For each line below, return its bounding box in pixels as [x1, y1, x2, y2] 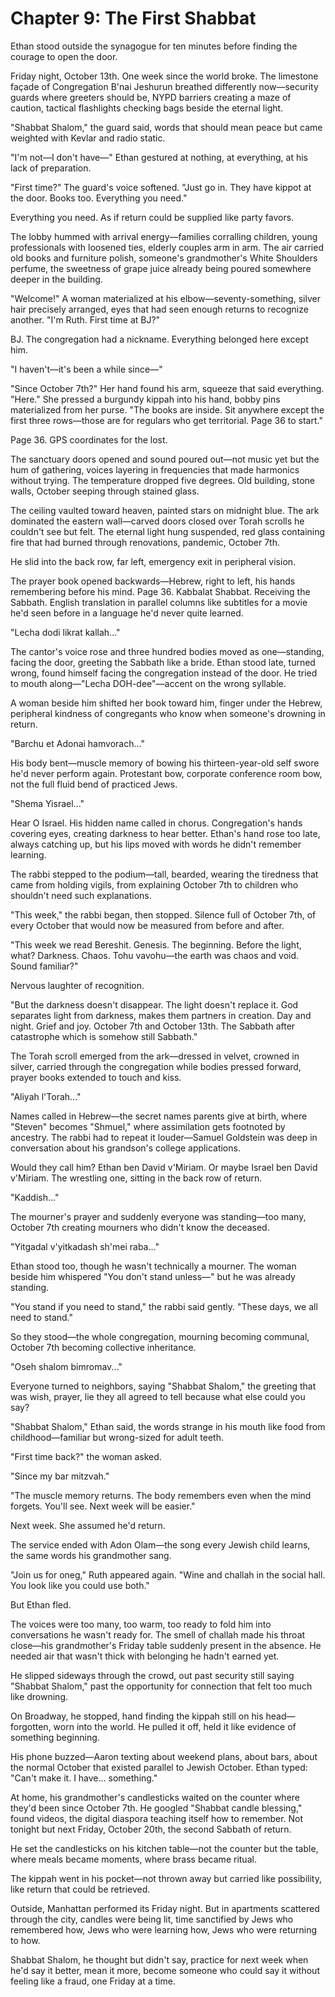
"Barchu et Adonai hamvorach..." [10, 737, 145, 749]
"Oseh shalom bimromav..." [10, 1360, 123, 1372]
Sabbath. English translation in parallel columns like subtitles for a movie [10, 596, 308, 608]
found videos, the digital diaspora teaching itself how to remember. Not [10, 1812, 304, 1824]
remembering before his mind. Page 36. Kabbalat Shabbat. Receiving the [10, 585, 311, 597]
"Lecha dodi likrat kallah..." [10, 626, 121, 638]
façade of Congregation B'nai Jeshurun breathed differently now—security [10, 80, 319, 92]
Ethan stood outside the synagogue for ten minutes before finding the [10, 40, 298, 52]
